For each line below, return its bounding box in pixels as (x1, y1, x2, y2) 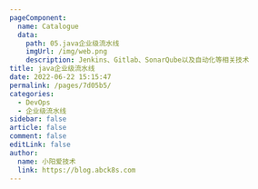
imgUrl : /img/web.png (25, 47, 107, 56)
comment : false (9, 132, 67, 141)
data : (17, 30, 39, 39)
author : (9, 148, 39, 157)
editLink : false (9, 140, 71, 149)
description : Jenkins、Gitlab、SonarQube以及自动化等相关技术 (25, 55, 250, 65)
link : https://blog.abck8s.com (17, 165, 136, 174)
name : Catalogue (17, 22, 79, 31)
